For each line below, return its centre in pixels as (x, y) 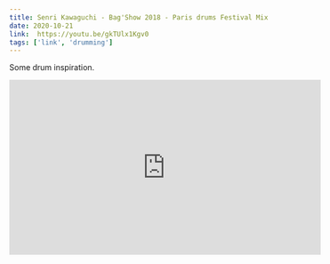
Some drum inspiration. (52, 68)
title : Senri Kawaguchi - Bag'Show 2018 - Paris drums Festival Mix (139, 17)
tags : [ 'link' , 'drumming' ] (61, 42)
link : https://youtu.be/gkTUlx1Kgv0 (79, 34)
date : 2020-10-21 (41, 26)
